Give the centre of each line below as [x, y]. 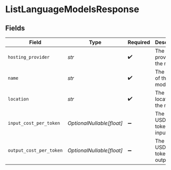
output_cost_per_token [35, 150]
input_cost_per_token [34, 123]
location [18, 99]
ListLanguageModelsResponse [72, 9]
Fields [15, 28]
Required [139, 42]
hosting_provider [29, 57]
